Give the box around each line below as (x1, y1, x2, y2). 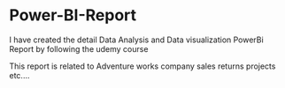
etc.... (9, 70, 30, 80)
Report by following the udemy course (9, 43, 149, 54)
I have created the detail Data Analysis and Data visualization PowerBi (9, 34, 264, 45)
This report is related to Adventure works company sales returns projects (9, 61, 276, 71)
